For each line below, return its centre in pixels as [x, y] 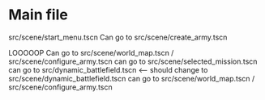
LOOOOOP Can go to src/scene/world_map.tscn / [91, 52]
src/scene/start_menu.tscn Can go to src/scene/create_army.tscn [118, 37]
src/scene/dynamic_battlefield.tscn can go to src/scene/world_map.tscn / [132, 78]
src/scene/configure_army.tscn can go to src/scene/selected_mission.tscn [133, 61]
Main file [38, 15]
